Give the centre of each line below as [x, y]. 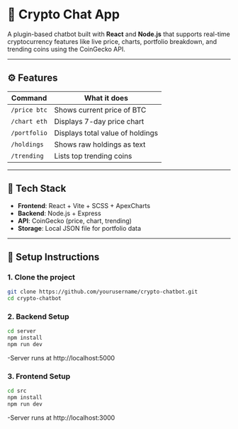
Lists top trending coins [93, 156]
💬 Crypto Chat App [64, 15]
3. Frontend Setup [39, 376]
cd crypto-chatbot [34, 299]
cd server [22, 331]
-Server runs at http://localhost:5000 [61, 357]
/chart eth [29, 121]
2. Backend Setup [38, 316]
